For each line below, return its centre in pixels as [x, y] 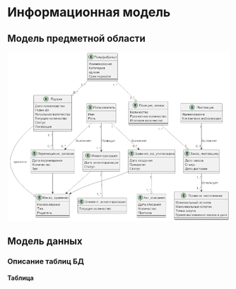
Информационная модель [89, 12]
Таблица [20, 278]
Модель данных [45, 241]
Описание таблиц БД [46, 261]
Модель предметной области [77, 39]
